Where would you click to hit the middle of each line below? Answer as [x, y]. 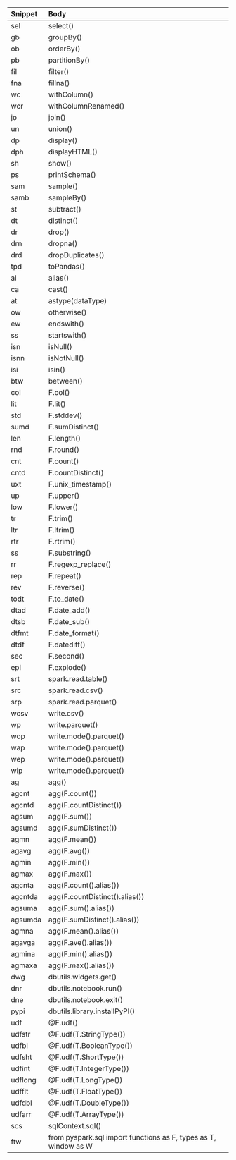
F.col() [59, 392]
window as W [70, 1146]
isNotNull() [66, 358]
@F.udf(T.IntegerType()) [89, 1069]
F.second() [66, 656]
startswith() [67, 335]
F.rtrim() [62, 541]
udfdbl [22, 1103]
